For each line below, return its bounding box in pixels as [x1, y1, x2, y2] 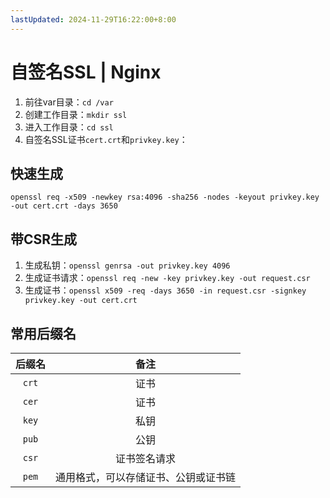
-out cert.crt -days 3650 [10, 201, 118, 211]
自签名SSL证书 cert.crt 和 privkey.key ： [24, 133, 188, 145]
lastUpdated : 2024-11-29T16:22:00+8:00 [10, 14, 177, 25]
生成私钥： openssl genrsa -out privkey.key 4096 [24, 259, 231, 271]
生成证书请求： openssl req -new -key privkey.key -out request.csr [24, 272, 311, 284]
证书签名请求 [115, 452, 177, 465]
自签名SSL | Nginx [10, 61, 162, 83]
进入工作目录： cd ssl [24, 121, 114, 133]
